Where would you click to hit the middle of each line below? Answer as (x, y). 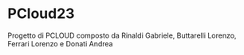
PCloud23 (41, 14)
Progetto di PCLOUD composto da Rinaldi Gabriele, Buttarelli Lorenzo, (122, 35)
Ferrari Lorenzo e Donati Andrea (60, 43)
